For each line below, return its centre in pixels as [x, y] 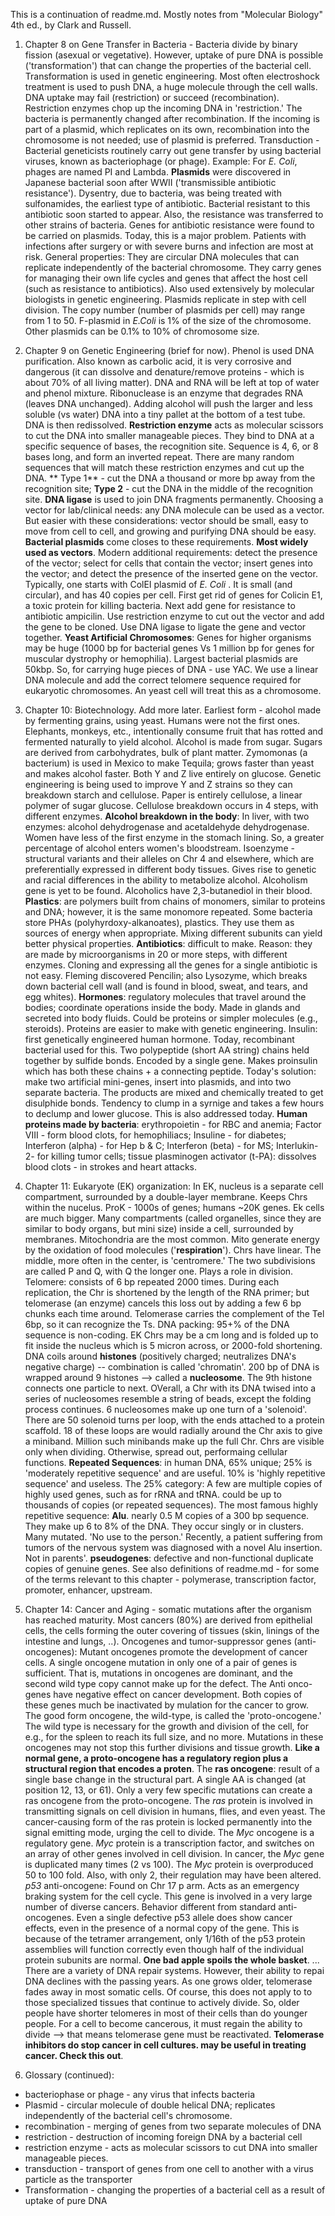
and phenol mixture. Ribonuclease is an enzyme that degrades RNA [164, 393]
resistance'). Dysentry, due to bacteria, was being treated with [153, 193]
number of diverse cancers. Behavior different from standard [150, 1907]
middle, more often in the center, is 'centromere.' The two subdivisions [170, 1260]
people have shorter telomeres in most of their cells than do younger [166, 2013]
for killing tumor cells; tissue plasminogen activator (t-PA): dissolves [176, 1156]
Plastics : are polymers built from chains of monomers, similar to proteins [175, 901]
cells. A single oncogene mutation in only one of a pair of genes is [161, 1662]
